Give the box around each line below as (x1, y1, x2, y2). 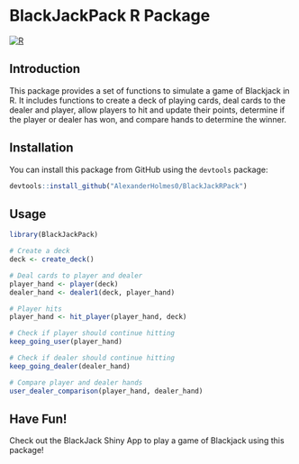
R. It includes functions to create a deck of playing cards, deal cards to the (9, 95, 286, 105)
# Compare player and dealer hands (9, 378, 143, 387)
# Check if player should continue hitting (9, 329, 176, 338)
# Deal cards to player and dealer (9, 271, 143, 280)
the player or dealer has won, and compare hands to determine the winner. (9, 114, 286, 124)
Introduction (9, 61, 81, 77)
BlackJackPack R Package (9, 5, 211, 26)
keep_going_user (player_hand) (9, 337, 123, 347)
